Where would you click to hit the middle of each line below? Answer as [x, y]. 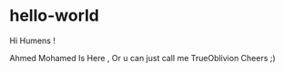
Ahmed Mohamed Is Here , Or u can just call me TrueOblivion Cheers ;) [142, 58]
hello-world [55, 16]
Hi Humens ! [33, 40]
